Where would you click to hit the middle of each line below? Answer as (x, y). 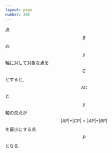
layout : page (19, 10)
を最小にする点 (21, 129)
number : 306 (17, 15)
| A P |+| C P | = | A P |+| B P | (84, 120)
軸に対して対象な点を (27, 63)
